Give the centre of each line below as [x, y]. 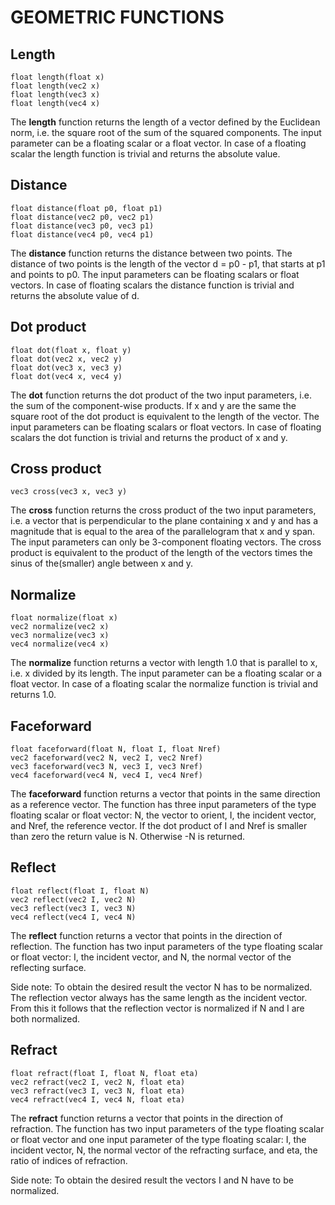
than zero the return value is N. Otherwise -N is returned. [128, 837]
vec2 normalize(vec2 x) [60, 627]
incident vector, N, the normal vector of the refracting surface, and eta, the [164, 1150]
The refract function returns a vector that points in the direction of [147, 1118]
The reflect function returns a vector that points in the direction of [146, 935]
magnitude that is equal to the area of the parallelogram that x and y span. [163, 532]
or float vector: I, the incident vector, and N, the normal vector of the [151, 957]
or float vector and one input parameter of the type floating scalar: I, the [158, 1139]
